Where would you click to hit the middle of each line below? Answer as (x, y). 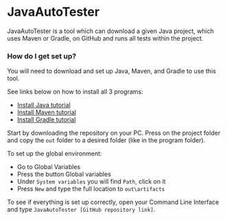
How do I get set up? (42, 56)
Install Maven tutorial (47, 112)
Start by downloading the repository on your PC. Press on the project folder (114, 133)
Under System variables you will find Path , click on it (91, 181)
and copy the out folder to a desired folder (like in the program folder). (106, 140)
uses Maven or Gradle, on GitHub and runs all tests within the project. (105, 38)
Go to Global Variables (49, 167)
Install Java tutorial (44, 105)
